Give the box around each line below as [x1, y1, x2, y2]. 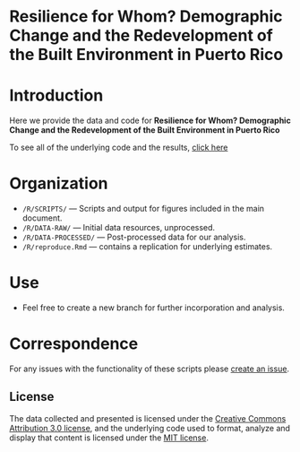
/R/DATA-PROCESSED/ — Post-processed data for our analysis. [21, 231, 246, 243]
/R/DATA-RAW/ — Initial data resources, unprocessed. [21, 222, 216, 233]
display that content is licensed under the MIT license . [9, 432, 209, 443]
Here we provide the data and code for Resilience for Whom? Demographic [9, 115, 291, 126]
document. [21, 213, 63, 223]
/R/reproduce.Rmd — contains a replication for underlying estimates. [21, 241, 273, 252]
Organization [9, 173, 108, 194]
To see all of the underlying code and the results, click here [9, 142, 228, 153]
